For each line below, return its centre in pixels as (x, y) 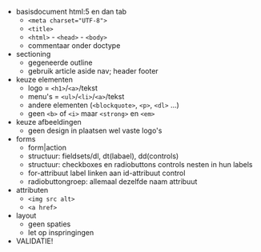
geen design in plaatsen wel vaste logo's (95, 130)
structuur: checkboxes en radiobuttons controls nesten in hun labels (140, 164)
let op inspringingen (61, 232)
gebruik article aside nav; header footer (93, 71)
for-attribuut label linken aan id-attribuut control (106, 173)
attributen (32, 190)
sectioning (33, 54)
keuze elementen (44, 80)
